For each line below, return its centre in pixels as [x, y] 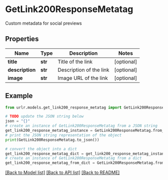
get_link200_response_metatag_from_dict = [50, 163]
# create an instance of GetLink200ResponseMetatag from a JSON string [81, 126]
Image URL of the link [83, 78]
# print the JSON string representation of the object [63, 135]
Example [19, 96]
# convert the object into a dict [41, 149]
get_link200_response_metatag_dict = [44, 154]
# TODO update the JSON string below [44, 117]
